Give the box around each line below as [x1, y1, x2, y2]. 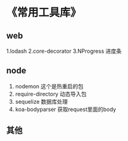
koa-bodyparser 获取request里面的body [15, 105, 116, 113]
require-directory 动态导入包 [15, 90, 87, 97]
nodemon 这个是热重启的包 [15, 82, 84, 90]
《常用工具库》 [6, 6, 82, 20]
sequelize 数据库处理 [15, 97, 68, 105]
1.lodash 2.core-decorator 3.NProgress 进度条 [6, 47, 122, 55]
